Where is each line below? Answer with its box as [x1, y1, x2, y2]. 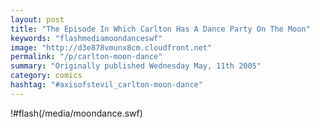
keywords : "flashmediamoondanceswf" [10, 33, 163, 43]
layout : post [10, 14, 65, 25]
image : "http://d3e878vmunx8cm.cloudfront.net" [10, 42, 213, 53]
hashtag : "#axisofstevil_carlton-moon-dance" [10, 80, 203, 90]
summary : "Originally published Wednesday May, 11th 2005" [10, 61, 262, 71]
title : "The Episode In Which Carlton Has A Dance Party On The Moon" [10, 24, 311, 34]
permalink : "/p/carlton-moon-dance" [10, 52, 163, 62]
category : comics [10, 71, 83, 81]
